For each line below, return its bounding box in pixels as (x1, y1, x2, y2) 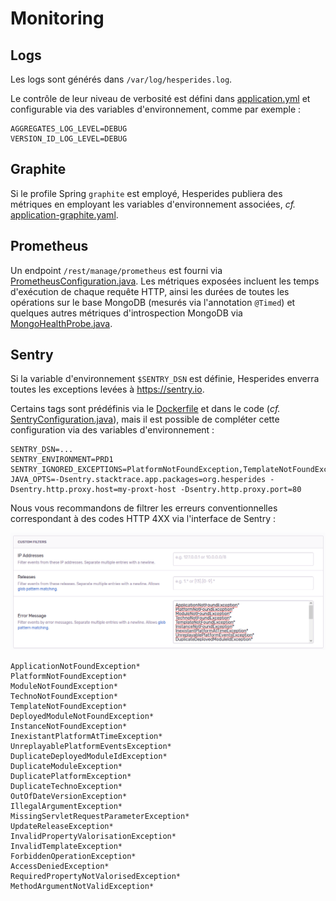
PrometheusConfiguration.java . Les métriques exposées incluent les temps (10, 275, 320, 287)
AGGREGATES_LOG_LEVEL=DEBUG (10, 124, 128, 134)
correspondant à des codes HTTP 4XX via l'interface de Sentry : (10, 513, 277, 525)
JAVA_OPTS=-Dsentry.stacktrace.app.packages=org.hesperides (10, 475, 267, 485)
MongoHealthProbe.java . (10, 317, 113, 329)
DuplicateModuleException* (10, 761, 123, 771)
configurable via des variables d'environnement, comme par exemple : (10, 103, 302, 115)
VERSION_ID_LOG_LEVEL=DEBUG (10, 134, 128, 144)
